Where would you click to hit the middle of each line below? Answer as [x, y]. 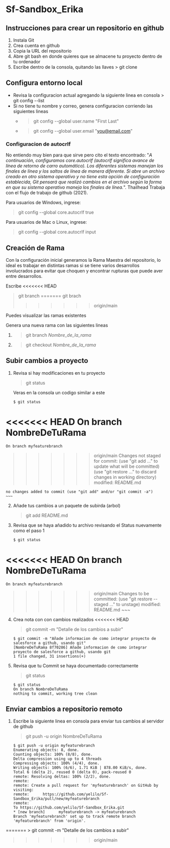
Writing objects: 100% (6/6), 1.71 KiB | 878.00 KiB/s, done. [80, 768]
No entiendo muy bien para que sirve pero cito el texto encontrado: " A [79, 155]
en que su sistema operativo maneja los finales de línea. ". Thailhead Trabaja [86, 187]
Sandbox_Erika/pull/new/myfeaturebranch [56, 799]
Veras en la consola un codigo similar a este [59, 392]
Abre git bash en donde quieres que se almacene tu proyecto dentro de [88, 56]
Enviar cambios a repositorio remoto [64, 709]
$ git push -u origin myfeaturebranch [54, 746]
